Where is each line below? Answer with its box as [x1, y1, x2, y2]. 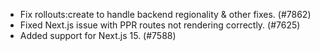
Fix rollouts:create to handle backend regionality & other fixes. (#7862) [19, 9, 312, 20]
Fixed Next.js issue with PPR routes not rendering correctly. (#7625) [19, 19, 301, 31]
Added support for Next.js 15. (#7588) [19, 30, 177, 41]
